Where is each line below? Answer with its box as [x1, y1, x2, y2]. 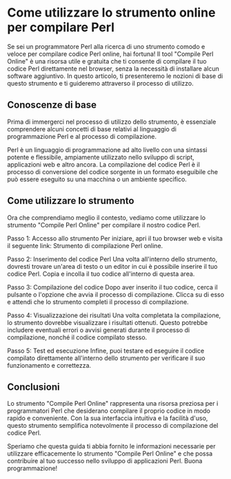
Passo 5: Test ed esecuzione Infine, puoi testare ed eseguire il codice [7, 346, 205, 355]
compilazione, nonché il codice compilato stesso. [7, 333, 148, 341]
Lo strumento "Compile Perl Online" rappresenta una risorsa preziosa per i [7, 400, 219, 408]
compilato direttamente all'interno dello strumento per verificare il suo [7, 354, 205, 362]
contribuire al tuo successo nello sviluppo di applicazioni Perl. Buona [7, 457, 203, 465]
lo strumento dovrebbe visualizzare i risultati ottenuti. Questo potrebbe [7, 318, 208, 326]
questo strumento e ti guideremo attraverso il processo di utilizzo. [7, 79, 194, 87]
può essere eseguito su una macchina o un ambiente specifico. [7, 175, 188, 183]
